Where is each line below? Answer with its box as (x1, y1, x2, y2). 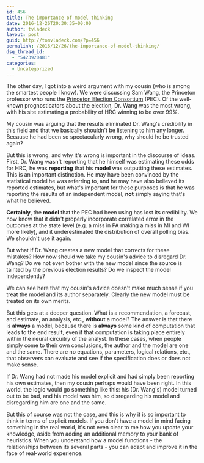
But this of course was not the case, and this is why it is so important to (6, 410, 186, 418)
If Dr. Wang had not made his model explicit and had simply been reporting (6, 373, 194, 381)
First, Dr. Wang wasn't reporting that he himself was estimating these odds (6, 158, 194, 166)
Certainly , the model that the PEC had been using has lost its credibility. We (6, 209, 198, 216)
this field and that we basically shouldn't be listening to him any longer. (6, 126, 185, 134)
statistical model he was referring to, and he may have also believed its (6, 178, 185, 185)
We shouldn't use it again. (6, 235, 72, 242)
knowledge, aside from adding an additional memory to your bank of (6, 430, 179, 437)
